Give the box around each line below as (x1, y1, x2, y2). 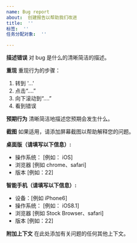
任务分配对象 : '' (6, 31, 47, 37)
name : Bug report (6, 8, 50, 15)
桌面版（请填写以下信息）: (6, 141, 72, 148)
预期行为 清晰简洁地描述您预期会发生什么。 (6, 115, 113, 123)
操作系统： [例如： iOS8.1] (14, 202, 79, 209)
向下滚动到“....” (14, 95, 52, 102)
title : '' (6, 20, 34, 26)
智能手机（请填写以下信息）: (6, 182, 77, 189)
